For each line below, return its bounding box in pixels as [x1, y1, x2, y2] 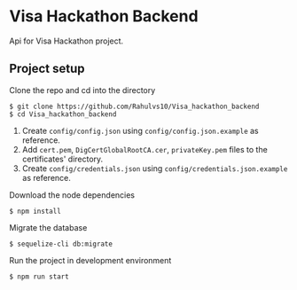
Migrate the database [9, 222, 88, 232]
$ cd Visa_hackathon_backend [9, 109, 117, 119]
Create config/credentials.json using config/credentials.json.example [21, 162, 288, 174]
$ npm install [9, 207, 62, 216]
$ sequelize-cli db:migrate [9, 239, 113, 248]
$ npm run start [9, 272, 69, 281]
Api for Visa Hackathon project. [9, 35, 124, 46]
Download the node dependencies [9, 189, 136, 200]
